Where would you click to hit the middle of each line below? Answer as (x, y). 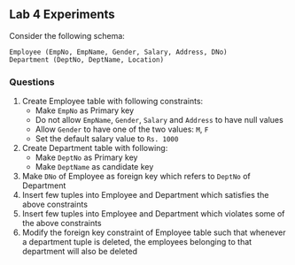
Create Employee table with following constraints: (113, 102)
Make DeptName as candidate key (94, 167)
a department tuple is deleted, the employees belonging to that (137, 242)
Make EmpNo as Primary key (85, 110)
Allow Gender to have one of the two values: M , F (122, 129)
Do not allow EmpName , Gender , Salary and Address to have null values (159, 120)
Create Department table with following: (95, 148)
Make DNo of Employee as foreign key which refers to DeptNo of (136, 177)
